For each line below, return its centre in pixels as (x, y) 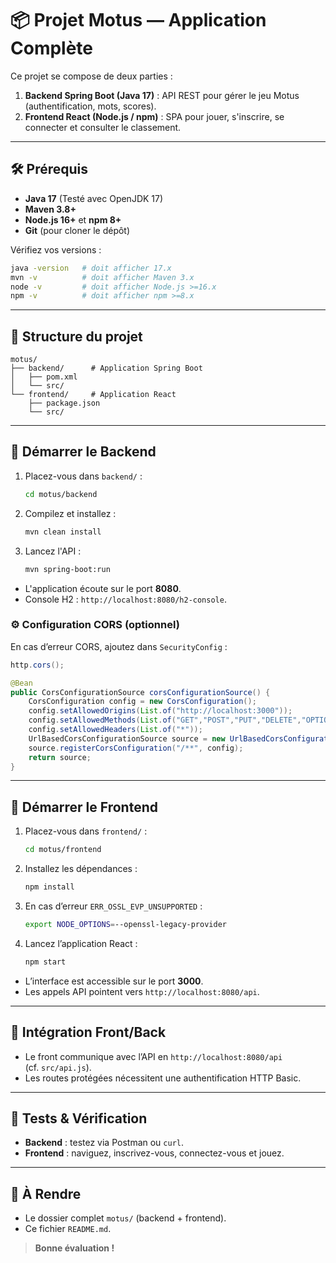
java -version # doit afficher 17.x (91, 268)
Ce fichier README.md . (68, 1229)
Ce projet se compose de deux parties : (91, 76)
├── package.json (64, 403)
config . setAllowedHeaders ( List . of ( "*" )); (115, 730)
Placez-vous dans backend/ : (83, 476)
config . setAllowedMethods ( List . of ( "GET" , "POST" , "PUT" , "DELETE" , (165, 720)
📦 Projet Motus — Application (138, 20)
